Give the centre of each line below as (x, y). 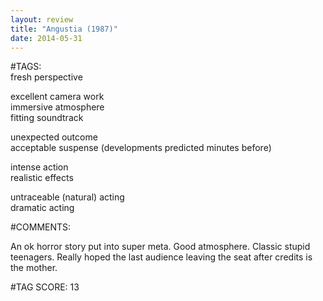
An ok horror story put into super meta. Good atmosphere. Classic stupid (160, 247)
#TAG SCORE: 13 (45, 287)
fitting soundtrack (47, 118)
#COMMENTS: (41, 227)
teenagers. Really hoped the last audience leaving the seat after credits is (161, 257)
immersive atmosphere (57, 107)
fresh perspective (46, 77)
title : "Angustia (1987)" (64, 29)
